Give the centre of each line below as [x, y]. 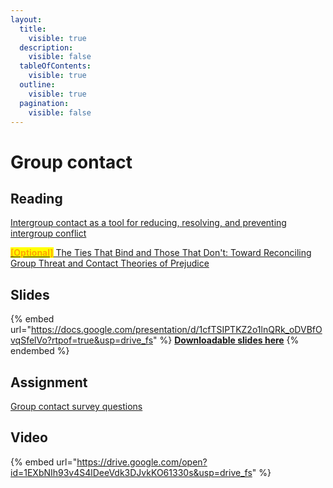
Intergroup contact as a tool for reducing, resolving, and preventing [148, 223]
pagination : [44, 103]
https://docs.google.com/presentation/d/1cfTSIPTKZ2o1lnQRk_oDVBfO [176, 330]
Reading [36, 198]
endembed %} [40, 351]
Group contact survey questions [76, 406]
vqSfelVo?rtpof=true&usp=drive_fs [82, 340]
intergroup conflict [48, 233]
